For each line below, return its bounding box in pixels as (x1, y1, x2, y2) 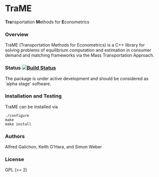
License (5, 156, 24, 163)
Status (5, 64, 21, 71)
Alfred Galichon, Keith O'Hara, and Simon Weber (5, 144, 102, 150)
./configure (5, 113, 29, 118)
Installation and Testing (5, 93, 62, 99)
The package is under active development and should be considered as (5, 76, 149, 81)
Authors (5, 133, 25, 140)
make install (5, 122, 32, 127)
